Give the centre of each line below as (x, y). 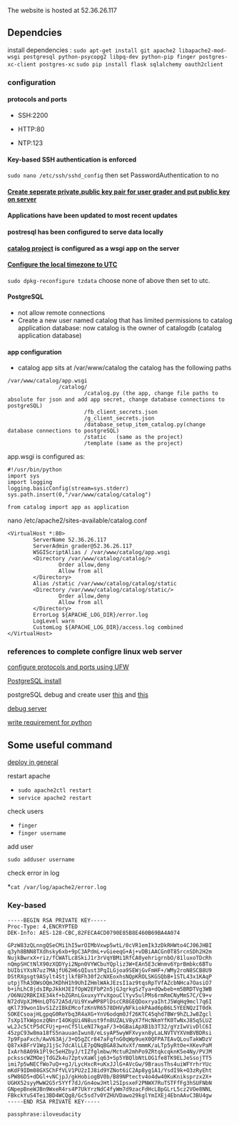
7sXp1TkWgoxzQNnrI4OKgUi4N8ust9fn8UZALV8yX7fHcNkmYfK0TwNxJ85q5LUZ (110, 1020)
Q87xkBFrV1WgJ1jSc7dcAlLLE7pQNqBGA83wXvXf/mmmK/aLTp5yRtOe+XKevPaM (110, 1045)
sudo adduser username (41, 860)
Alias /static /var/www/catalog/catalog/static (105, 584)
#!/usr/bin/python (35, 470)
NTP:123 (30, 143)
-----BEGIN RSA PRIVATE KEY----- (57, 920)
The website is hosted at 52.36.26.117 (62, 10)
